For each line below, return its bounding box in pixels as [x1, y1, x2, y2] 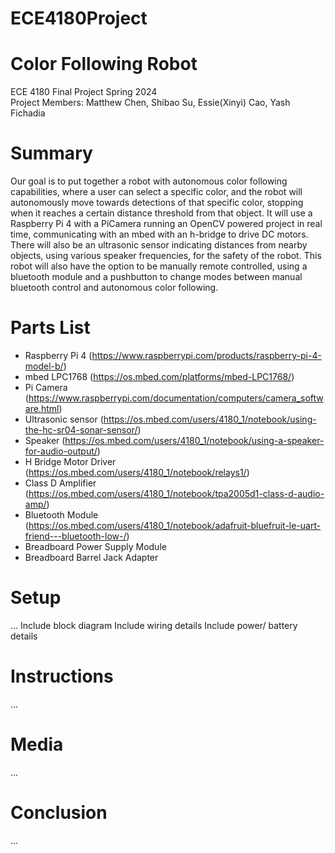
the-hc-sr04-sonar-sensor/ [24, 424, 138, 436]
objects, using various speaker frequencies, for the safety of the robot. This [10, 250, 322, 262]
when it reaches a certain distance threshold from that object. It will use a [10, 207, 313, 219]
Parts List [10, 317, 91, 339]
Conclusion [10, 802, 108, 824]
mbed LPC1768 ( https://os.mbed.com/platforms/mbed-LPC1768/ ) [24, 371, 295, 382]
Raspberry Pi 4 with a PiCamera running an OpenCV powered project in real [10, 218, 323, 230]
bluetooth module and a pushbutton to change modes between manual [10, 271, 303, 283]
